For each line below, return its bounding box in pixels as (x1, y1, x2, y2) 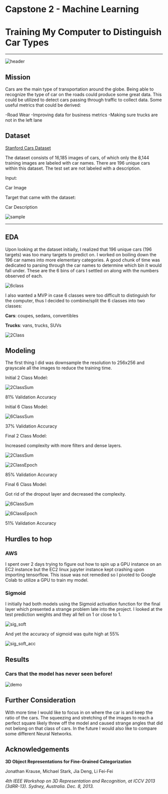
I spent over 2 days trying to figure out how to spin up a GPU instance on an (5, 561, 161, 567)
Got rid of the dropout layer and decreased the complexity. (5, 491, 126, 497)
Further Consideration (5, 696, 76, 704)
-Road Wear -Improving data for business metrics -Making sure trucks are (5, 112, 158, 118)
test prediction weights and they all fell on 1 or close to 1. (5, 612, 121, 618)
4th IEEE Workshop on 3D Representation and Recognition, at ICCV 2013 (5, 777, 155, 784)
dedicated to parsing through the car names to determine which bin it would (5, 262, 162, 268)
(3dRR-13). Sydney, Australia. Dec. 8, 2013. (5, 783, 94, 789)
